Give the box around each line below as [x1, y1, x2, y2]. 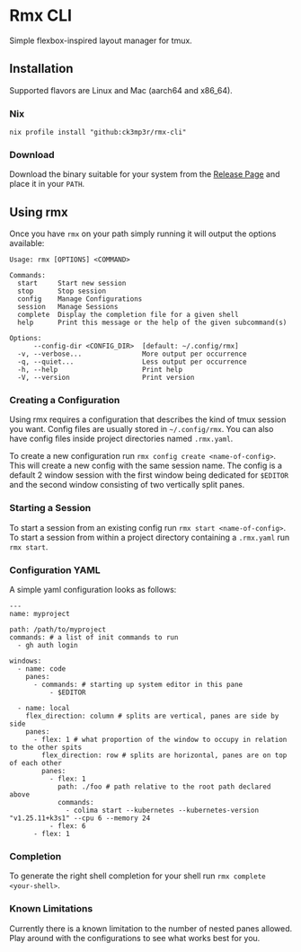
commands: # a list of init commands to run [9, 633, 179, 642]
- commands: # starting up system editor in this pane [32, 680, 243, 690]
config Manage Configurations [17, 295, 143, 304]
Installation [9, 61, 74, 76]
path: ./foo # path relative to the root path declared [57, 782, 271, 791]
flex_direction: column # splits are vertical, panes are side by [25, 711, 279, 721]
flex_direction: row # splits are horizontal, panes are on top [41, 751, 288, 760]
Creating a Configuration [9, 394, 120, 407]
